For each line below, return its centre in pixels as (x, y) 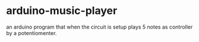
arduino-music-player (62, 11)
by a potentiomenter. (31, 33)
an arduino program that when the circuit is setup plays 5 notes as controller (99, 27)
